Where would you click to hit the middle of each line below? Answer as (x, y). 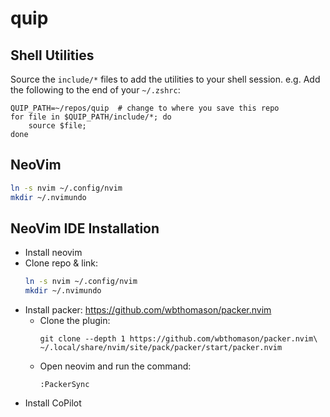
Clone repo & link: (61, 263)
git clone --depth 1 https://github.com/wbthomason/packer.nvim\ (178, 339)
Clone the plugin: (75, 321)
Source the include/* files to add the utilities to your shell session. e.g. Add (165, 79)
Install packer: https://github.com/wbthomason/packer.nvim (148, 310)
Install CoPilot (53, 403)
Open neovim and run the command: (115, 366)
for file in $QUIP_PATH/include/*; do (91, 117)
